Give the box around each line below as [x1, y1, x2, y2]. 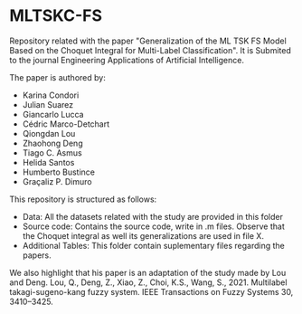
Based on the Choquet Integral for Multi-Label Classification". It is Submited [9, 44, 291, 55]
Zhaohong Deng [22, 138, 83, 148]
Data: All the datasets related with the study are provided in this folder [22, 211, 283, 222]
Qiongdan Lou [22, 128, 76, 138]
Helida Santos [22, 157, 75, 167]
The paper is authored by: [9, 71, 106, 82]
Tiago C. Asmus [22, 147, 83, 158]
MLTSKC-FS [9, 5, 102, 26]
